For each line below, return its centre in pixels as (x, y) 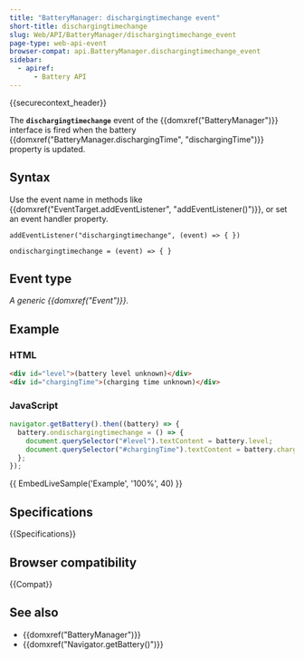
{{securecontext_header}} (58, 102)
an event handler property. (59, 218)
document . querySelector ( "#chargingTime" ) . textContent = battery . (152, 450)
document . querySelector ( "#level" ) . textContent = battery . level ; (149, 441)
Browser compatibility (73, 562)
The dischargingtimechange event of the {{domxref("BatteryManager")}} (144, 120)
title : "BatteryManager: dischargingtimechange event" (115, 18)
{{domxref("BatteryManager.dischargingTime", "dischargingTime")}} (137, 139)
